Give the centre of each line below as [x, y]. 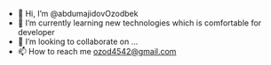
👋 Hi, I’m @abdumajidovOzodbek [78, 14]
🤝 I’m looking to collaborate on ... [78, 41]
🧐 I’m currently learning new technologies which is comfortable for [139, 23]
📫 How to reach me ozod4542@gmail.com [97, 51]
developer [36, 32]
